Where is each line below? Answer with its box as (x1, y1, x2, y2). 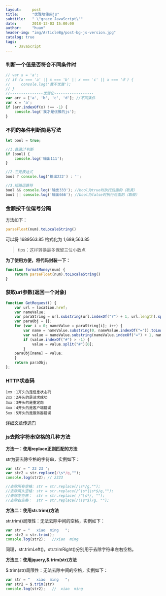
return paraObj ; (14, 360, 48, 365)
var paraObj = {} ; (14, 319, 52, 324)
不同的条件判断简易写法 (5, 126, 61, 133)
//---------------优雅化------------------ (5, 91, 94, 96)
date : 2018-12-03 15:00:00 (5, 21, 74, 26)
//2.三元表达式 (5, 170, 33, 175)
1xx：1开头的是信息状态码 (5, 390, 51, 395)
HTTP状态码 (5, 377, 35, 384)
